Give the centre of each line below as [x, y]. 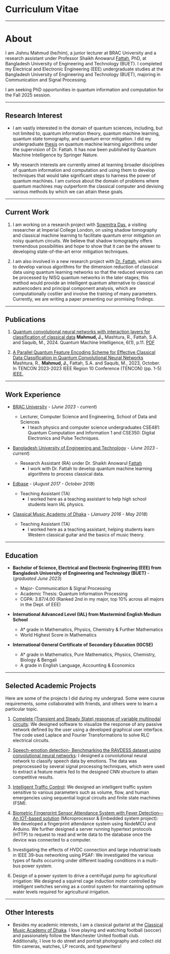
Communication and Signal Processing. [46, 80]
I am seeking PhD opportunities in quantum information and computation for [84, 89]
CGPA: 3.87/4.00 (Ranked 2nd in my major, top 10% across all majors [92, 599]
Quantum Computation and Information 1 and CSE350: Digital [91, 433]
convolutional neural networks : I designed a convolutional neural [80, 755]
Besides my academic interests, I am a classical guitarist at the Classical [88, 925]
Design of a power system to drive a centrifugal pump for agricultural [84, 875]
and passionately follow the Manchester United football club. [76, 935]
